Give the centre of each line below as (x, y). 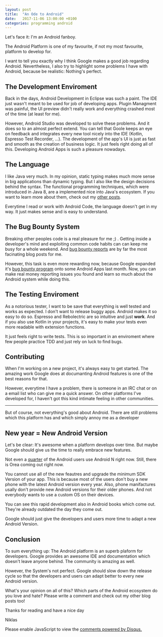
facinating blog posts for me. (34, 254)
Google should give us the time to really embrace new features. (68, 450)
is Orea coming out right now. (34, 465)
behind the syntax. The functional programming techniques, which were (77, 187)
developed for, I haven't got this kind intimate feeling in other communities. (80, 399)
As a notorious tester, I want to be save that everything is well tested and (78, 306)
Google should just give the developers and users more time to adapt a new (81, 519)
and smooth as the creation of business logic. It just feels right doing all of (79, 144)
